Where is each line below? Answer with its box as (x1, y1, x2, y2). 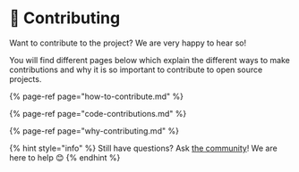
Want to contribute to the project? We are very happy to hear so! (9, 37, 247, 48)
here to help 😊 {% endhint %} (9, 152, 121, 163)
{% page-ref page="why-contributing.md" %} (9, 125, 179, 136)
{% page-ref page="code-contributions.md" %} (9, 108, 187, 119)
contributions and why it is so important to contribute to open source (9, 64, 263, 75)
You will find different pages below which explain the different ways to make (9, 54, 291, 65)
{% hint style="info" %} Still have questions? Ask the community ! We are (9, 143, 278, 153)
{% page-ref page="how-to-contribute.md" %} (9, 91, 184, 102)
